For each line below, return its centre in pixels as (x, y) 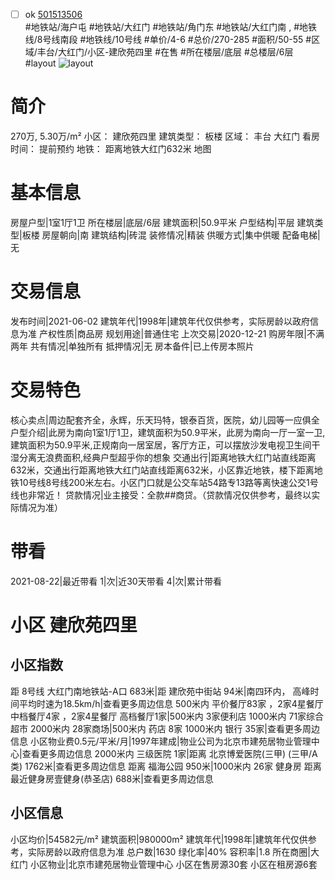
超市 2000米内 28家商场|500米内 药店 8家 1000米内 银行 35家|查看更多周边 (165, 728)
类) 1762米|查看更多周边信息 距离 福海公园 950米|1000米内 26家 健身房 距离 (166, 766)
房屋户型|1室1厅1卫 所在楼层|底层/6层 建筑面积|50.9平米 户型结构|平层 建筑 (162, 222)
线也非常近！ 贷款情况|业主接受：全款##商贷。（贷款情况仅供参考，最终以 (161, 495)
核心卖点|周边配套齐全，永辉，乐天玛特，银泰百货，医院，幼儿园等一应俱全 (165, 420)
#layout (40, 63)
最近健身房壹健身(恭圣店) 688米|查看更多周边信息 (112, 778)
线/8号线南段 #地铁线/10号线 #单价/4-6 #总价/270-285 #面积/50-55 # (168, 40)
